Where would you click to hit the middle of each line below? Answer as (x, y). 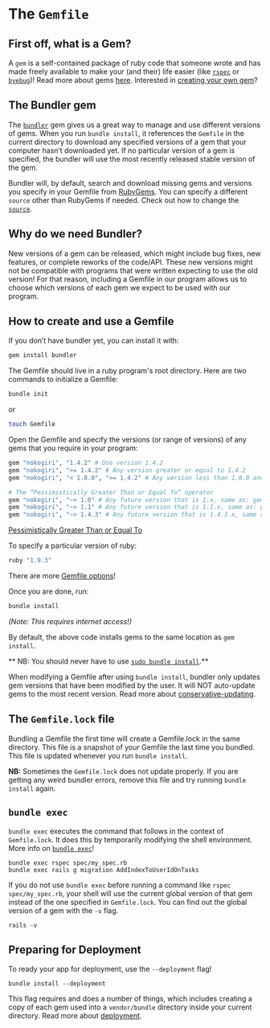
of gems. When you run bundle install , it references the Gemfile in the (127, 133)
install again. (32, 788)
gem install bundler (43, 356)
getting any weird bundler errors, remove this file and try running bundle (127, 779)
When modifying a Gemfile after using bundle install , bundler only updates (135, 676)
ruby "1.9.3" (30, 561)
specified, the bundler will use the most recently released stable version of (132, 158)
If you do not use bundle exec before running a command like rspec (120, 885)
